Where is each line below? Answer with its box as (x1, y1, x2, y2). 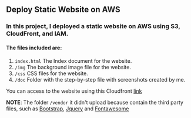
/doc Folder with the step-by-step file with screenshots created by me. (14, 76, 186, 83)
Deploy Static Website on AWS (6, 5, 120, 15)
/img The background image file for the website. (14, 63, 131, 70)
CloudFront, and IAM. (6, 29, 69, 38)
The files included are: (6, 44, 62, 51)
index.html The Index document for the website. (14, 57, 132, 64)
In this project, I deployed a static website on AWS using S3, (6, 22, 180, 31)
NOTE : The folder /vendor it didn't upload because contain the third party (6, 99, 184, 106)
